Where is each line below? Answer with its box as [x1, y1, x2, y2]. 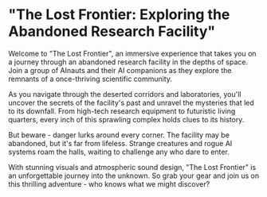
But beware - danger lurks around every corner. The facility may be [8, 129, 230, 140]
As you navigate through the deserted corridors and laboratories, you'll [8, 89, 241, 98]
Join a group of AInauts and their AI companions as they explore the [8, 65, 232, 75]
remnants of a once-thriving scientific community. [8, 74, 173, 83]
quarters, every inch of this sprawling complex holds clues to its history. [8, 114, 245, 124]
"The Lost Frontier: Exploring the [8, 6, 230, 24]
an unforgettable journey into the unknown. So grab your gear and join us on [8, 171, 260, 180]
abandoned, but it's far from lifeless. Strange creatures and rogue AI [8, 138, 233, 148]
